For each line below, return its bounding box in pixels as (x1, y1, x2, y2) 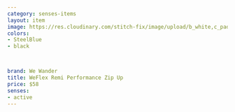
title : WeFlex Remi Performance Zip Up (7, 74, 124, 81)
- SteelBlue (7, 36, 42, 43)
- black (7, 43, 30, 50)
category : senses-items (7, 10, 77, 17)
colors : (7, 29, 30, 37)
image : (7, 23, 27, 30)
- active (7, 94, 33, 101)
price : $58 (7, 80, 39, 87)
